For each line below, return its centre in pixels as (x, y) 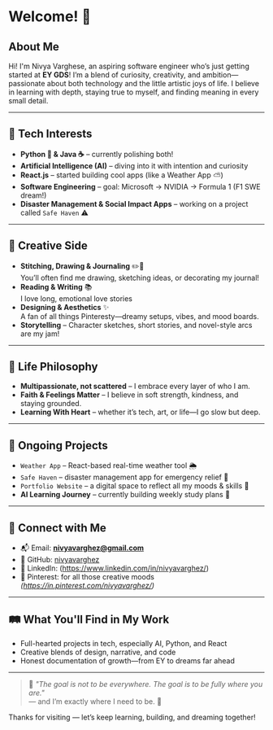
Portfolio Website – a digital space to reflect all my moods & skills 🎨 (134, 486)
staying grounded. (51, 404)
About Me (34, 47)
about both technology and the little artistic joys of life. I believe (153, 83)
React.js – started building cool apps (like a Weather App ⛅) (121, 175)
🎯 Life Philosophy (53, 367)
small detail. (28, 101)
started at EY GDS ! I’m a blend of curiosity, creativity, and (104, 75)
